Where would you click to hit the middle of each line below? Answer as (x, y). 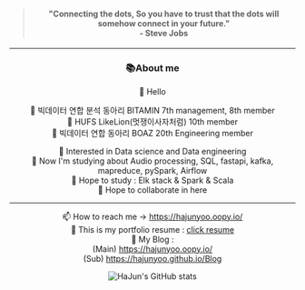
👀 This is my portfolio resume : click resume (152, 229)
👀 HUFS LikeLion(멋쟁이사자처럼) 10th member (152, 121)
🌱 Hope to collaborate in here (152, 190)
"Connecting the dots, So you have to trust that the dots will (164, 14)
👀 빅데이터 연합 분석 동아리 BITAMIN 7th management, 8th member (152, 110)
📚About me (152, 68)
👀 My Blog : (152, 239)
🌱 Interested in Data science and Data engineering (152, 151)
